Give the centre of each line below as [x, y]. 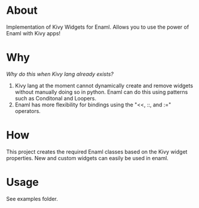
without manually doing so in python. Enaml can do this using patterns [101, 92]
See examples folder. [32, 198]
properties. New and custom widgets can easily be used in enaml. [87, 158]
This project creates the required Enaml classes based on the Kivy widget [97, 152]
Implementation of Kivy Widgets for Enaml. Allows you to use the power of [98, 27]
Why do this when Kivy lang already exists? [60, 74]
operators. [27, 111]
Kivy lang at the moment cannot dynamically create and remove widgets [104, 85]
